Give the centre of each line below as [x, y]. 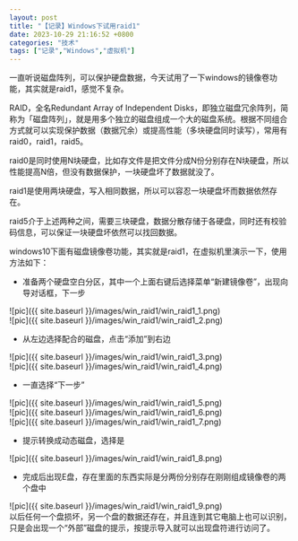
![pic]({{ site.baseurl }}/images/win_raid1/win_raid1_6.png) [116, 413]
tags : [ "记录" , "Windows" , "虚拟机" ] [72, 51]
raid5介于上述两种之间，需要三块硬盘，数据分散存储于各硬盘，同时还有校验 [148, 222]
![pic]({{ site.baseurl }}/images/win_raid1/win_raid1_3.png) [116, 357]
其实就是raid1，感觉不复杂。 [77, 89]
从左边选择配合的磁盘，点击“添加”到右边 [97, 339]
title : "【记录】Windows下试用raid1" [75, 26]
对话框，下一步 [58, 293]
